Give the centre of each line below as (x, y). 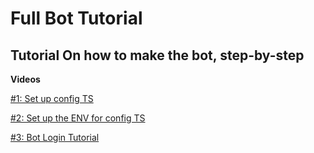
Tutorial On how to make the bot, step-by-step (157, 55)
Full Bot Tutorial (76, 18)
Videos (25, 79)
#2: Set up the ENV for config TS (78, 118)
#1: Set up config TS (52, 98)
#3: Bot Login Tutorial (55, 137)
